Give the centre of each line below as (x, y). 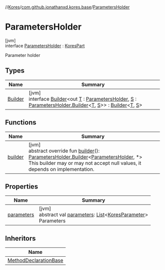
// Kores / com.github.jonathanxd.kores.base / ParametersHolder (68, 7)
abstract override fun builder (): (64, 151)
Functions (21, 122)
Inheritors (20, 238)
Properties (22, 186)
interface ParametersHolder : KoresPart (45, 46)
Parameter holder (23, 55)
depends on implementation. (62, 169)
